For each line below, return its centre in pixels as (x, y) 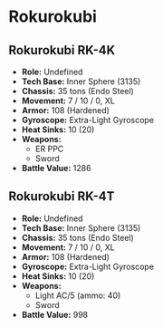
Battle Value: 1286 (56, 168)
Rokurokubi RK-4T (62, 197)
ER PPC (49, 149)
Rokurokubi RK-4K (62, 50)
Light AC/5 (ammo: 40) (78, 295)
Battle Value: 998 (55, 314)
